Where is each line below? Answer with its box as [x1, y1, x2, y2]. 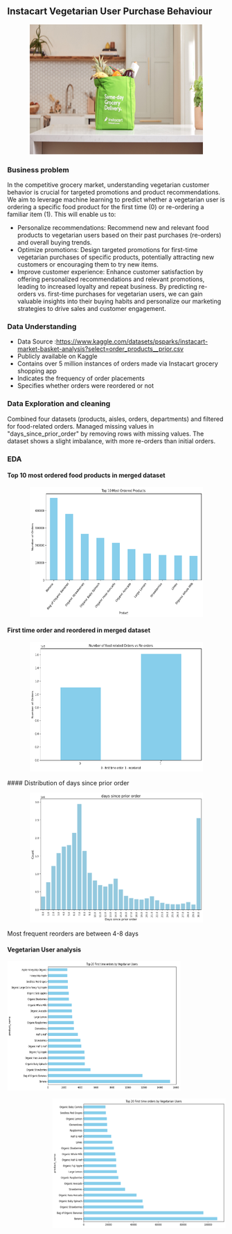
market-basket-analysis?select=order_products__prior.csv [17, 345, 184, 353]
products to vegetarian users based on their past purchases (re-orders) [17, 231, 222, 240]
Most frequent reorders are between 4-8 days [7, 929, 139, 938]
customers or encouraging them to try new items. [17, 260, 159, 269]
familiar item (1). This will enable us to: [7, 211, 116, 219]
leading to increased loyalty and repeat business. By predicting [17, 283, 197, 291]
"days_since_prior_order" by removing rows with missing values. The [7, 429, 204, 438]
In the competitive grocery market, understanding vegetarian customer [7, 181, 210, 189]
